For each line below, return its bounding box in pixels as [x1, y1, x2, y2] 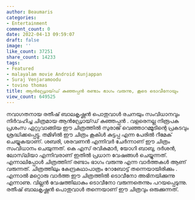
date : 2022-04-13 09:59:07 [6, 32, 75, 38]
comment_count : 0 [6, 26, 51, 32]
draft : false [6, 37, 40, 43]
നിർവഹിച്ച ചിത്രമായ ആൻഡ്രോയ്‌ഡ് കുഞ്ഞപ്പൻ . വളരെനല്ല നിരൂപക [6, 117, 179, 125]
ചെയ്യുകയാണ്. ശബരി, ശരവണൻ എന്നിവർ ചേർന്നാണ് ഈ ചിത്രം [6, 137, 171, 145]
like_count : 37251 [6, 49, 53, 55]
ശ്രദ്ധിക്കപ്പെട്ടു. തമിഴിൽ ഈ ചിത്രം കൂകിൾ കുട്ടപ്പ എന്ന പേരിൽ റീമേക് [6, 131, 172, 138]
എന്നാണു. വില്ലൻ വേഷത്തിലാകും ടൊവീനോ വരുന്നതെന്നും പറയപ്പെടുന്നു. [6, 179, 188, 186]
